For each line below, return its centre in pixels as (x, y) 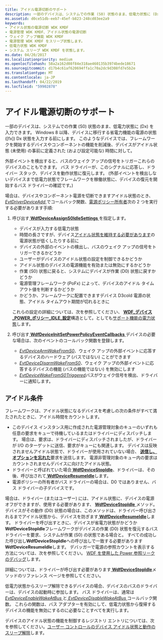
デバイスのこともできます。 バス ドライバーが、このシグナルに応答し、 (76, 167)
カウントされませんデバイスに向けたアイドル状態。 (63, 464)
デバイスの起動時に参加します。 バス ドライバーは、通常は (76, 592)
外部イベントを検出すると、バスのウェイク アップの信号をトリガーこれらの (80, 161)
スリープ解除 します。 (26, 633)
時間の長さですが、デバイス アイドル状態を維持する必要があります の (87, 235)
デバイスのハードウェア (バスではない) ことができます (77, 357)
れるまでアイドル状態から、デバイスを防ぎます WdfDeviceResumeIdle (76, 517)
